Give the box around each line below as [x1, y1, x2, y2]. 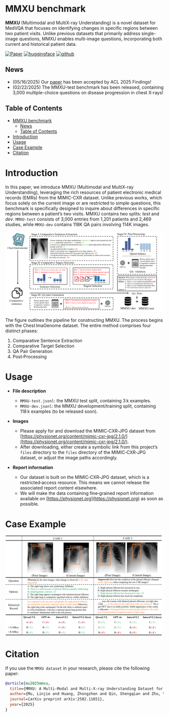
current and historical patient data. [5, 41, 77, 47]
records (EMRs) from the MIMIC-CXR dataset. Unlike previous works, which [5, 194, 162, 200]
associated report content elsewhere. [20, 484, 98, 491]
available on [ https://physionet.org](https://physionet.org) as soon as [20, 495, 163, 501]
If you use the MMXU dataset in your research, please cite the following [5, 665, 150, 671]
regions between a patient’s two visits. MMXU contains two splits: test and [5, 210, 159, 217]
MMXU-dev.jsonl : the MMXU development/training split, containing [20, 403, 156, 409]
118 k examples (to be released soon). [20, 408, 98, 414]
